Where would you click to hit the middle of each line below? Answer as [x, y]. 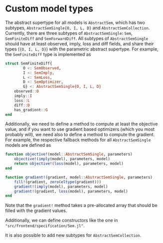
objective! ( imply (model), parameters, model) [62, 159]
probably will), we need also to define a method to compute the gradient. [80, 135]
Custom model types [49, 9]
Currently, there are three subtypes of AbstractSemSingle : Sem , [69, 33]
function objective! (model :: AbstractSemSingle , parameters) [69, 154]
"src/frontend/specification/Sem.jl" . [45, 226]
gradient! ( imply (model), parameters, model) [61, 187]
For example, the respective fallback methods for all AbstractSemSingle [78, 140]
